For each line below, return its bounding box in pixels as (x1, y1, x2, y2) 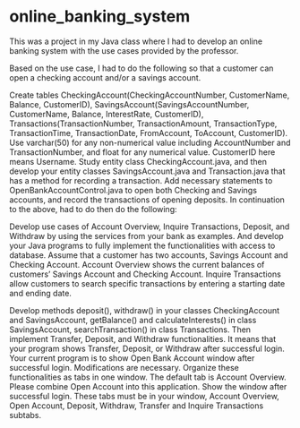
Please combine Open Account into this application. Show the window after (9, 381, 287, 391)
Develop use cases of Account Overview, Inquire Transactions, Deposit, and (9, 221, 290, 232)
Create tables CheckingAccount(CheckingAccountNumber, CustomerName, (9, 90, 290, 100)
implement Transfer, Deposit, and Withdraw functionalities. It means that (9, 333, 276, 344)
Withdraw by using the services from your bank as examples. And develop (9, 230, 284, 241)
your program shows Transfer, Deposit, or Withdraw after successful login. (9, 343, 285, 354)
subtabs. (9, 409, 42, 420)
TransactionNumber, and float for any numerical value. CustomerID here (9, 146, 276, 158)
